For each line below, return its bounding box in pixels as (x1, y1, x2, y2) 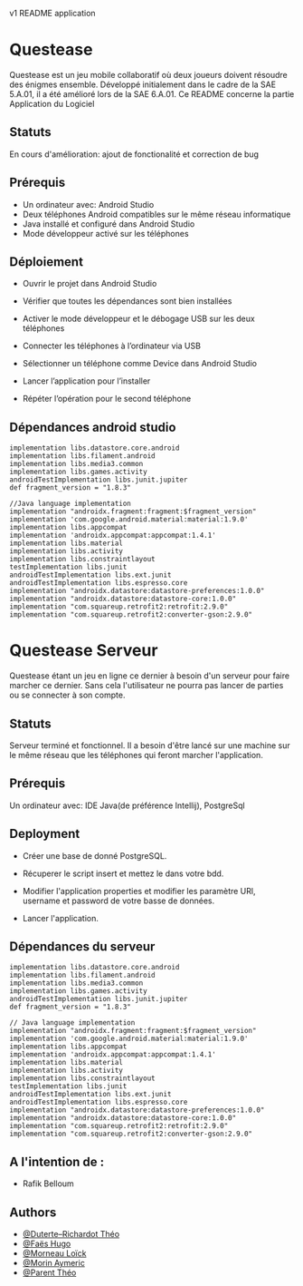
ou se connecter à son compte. (9, 689, 126, 701)
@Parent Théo (22, 1267, 77, 1278)
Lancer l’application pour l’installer (22, 375, 151, 386)
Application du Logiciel (9, 98, 95, 109)
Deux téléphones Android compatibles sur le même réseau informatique (22, 209, 291, 219)
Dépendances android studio (9, 419, 176, 434)
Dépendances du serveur (9, 939, 156, 954)
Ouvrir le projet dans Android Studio (22, 278, 157, 289)
